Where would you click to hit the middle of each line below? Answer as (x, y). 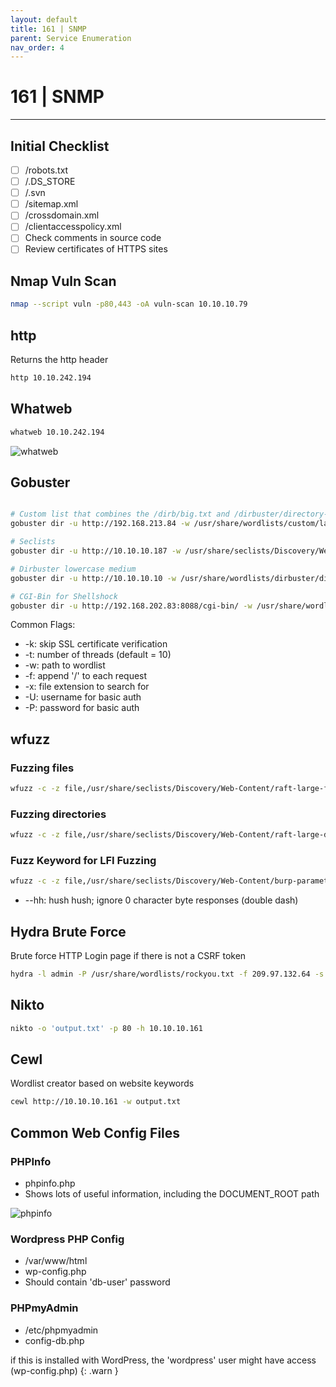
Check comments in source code (93, 238)
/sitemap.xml (51, 204)
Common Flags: (43, 625)
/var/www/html (56, 1261)
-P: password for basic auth (82, 708)
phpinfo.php (50, 1183)
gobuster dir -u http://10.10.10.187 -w (96, 551)
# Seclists (33, 542)
